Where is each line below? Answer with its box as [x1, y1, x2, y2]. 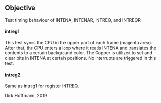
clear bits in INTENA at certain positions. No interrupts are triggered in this [5, 55, 156, 61]
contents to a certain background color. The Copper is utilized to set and [5, 50, 153, 56]
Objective [5, 4, 36, 12]
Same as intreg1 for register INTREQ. [5, 83, 79, 89]
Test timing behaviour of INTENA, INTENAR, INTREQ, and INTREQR [5, 17, 141, 23]
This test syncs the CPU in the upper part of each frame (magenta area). [5, 40, 153, 46]
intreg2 [5, 72, 21, 78]
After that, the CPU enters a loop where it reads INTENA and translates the [5, 45, 157, 51]
